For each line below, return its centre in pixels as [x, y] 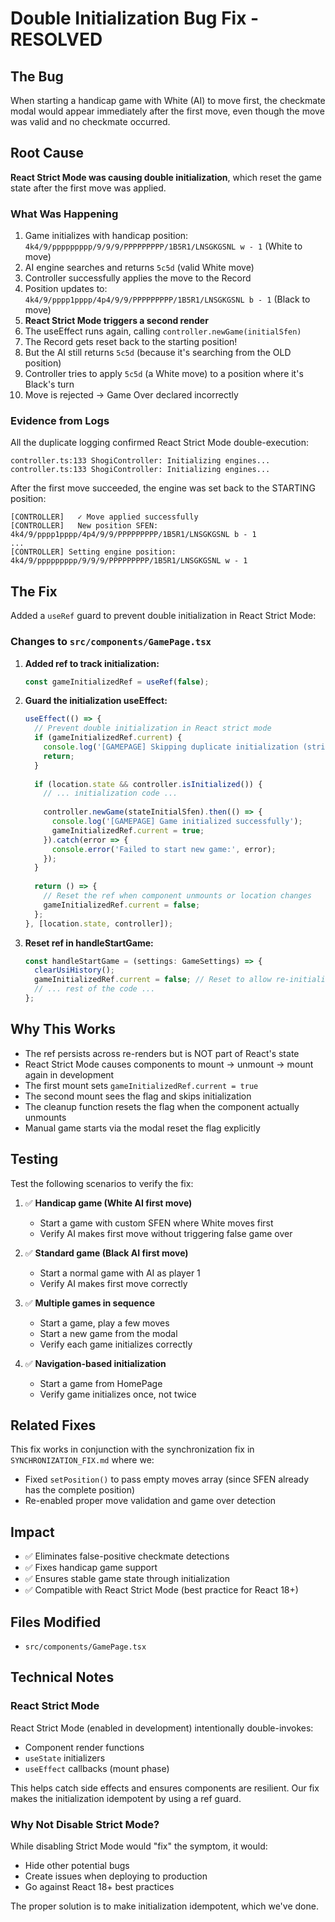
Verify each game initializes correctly [116, 1344]
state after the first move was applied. [88, 188]
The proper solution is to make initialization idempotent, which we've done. [164, 1906]
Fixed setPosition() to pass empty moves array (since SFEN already [167, 1479]
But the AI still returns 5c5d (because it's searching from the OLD [158, 353]
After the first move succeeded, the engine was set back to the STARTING [163, 488]
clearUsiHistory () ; [75, 970]
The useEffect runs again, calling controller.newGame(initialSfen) [163, 331]
